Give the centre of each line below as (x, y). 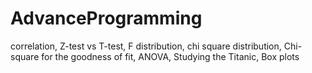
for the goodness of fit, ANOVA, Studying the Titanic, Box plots (170, 56)
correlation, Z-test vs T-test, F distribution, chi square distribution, (146, 46)
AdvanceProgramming (106, 18)
